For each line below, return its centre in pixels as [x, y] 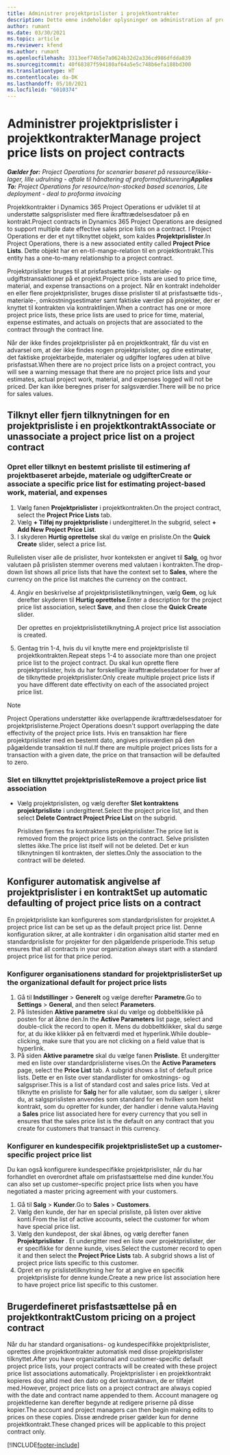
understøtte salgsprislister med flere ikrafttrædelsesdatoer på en [98, 215]
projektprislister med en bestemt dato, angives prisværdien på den [101, 740]
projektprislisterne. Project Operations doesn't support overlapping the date [113, 725]
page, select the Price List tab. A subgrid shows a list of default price [115, 1071]
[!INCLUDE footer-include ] [43, 1445]
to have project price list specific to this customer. [88, 1285]
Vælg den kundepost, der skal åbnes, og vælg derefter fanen [103, 1234]
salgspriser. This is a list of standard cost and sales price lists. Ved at [113, 1085]
